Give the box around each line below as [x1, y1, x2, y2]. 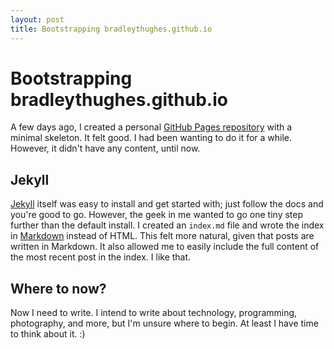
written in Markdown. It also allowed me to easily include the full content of [10, 241, 320, 253]
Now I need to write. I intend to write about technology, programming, [10, 307, 298, 319]
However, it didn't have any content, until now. [10, 142, 201, 155]
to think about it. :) [10, 328, 86, 340]
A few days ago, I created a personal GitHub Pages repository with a [10, 121, 293, 133]
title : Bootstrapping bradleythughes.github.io [10, 24, 213, 34]
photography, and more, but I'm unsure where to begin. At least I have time [10, 317, 319, 330]
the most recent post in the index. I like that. [10, 251, 192, 263]
